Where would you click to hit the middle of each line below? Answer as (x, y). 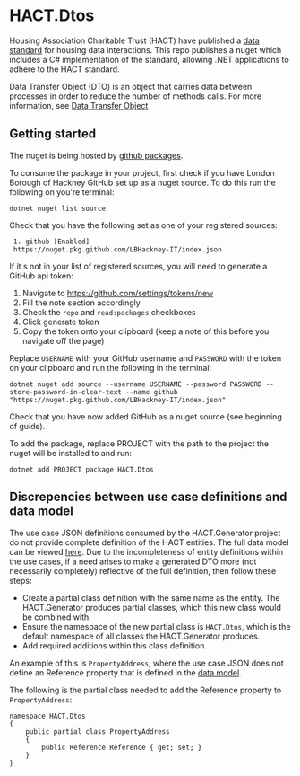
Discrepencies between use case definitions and (148, 497)
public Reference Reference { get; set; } (122, 747)
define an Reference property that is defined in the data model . (125, 672)
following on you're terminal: (62, 192)
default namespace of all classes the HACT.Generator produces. (141, 636)
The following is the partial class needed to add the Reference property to (146, 690)
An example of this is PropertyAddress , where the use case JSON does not (146, 663)
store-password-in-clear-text (66, 392)
